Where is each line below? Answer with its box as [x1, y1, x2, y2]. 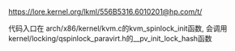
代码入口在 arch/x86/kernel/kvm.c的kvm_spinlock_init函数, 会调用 [8, 23, 228, 33]
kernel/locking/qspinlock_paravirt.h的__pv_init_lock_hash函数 [8, 34, 212, 43]
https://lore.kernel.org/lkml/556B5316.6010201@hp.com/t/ [8, 7, 203, 16]
